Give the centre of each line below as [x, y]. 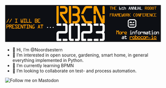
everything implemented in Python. [48, 60]
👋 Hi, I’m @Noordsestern [37, 50]
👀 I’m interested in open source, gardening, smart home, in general [80, 55]
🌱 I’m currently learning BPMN [43, 66]
